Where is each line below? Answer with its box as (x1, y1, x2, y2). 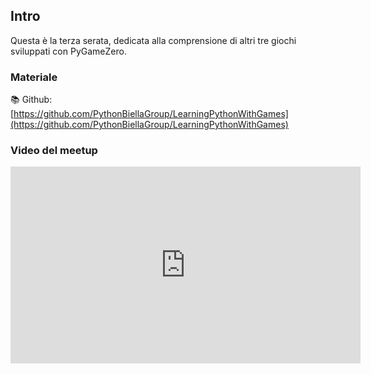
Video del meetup (10, 144, 98, 158)
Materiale (10, 70, 58, 84)
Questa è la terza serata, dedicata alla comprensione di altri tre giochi (10, 34, 297, 46)
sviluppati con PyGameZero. (10, 45, 127, 57)
